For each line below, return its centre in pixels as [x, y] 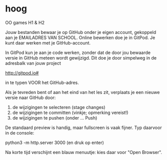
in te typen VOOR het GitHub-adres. [42, 82]
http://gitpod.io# [22, 72]
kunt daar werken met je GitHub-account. [48, 42]
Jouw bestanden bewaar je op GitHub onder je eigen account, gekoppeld [81, 32]
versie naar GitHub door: [30, 97]
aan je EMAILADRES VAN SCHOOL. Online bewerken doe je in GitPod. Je [80, 37]
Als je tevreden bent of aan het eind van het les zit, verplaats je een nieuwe [82, 92]
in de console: [20, 132]
